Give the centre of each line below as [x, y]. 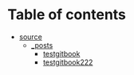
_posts [42, 45]
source [31, 37]
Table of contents [67, 15]
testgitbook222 [68, 62]
